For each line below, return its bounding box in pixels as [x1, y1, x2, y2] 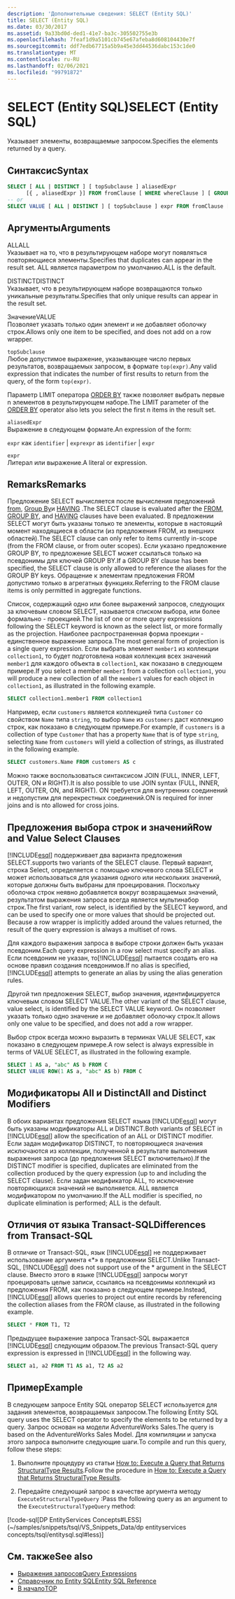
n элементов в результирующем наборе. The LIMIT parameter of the [7, 398, 209, 406]
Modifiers [7, 1098, 51, 1110]
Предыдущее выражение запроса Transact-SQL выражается [7, 1334, 190, 1343]
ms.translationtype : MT [7, 50, 77, 57]
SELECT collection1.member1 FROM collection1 [7, 695, 142, 702]
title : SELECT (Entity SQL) [7, 17, 90, 24]
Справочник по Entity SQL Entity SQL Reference [17, 1577, 157, 1585]
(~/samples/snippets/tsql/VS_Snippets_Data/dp [7, 1523, 144, 1531]
